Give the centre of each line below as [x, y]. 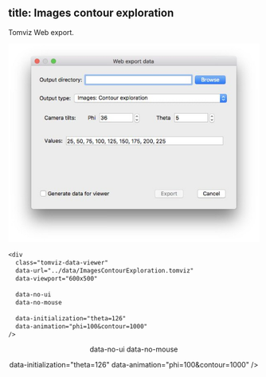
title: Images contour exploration [91, 13]
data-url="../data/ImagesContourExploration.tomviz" [105, 271]
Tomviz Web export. [41, 32]
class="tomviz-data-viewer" [62, 263]
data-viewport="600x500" [57, 279]
